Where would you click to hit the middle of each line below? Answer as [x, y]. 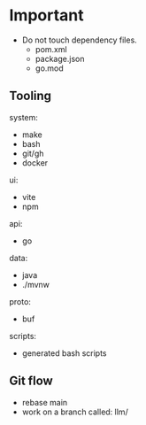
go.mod [49, 68]
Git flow [31, 381]
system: [23, 117]
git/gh [33, 153]
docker [35, 162]
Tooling [30, 96]
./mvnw [36, 284]
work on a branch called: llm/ [75, 412]
